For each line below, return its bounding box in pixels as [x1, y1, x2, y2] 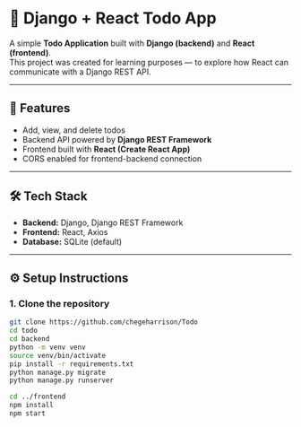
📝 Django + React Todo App [9, 8, 217, 29]
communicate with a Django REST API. [9, 66, 152, 77]
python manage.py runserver [9, 376, 115, 385]
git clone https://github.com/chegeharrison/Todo [9, 318, 199, 327]
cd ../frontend [9, 392, 66, 402]
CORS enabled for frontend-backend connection [21, 152, 202, 164]
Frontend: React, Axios [21, 226, 108, 237]
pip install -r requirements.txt [9, 359, 134, 369]
